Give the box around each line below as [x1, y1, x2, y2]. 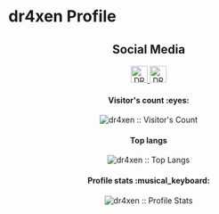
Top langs [129, 135, 168, 145]
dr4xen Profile [8, 6, 117, 27]
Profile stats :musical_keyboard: [87, 176, 210, 185]
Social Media [111, 42, 186, 57]
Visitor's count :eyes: [108, 95, 190, 105]
